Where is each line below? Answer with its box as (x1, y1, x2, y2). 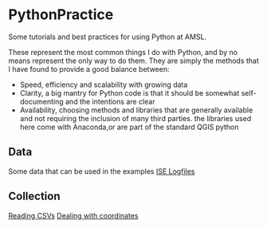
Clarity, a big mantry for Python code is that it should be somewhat (19, 88, 240, 97)
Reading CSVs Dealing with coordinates (8, 210, 139, 220)
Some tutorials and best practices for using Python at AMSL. (8, 32, 207, 41)
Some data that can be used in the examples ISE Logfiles (8, 166, 195, 176)
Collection (8, 190, 61, 203)
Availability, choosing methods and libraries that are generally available (19, 105, 253, 115)
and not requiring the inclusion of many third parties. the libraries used (19, 113, 252, 123)
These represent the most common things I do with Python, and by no (8, 47, 238, 57)
